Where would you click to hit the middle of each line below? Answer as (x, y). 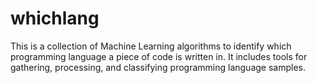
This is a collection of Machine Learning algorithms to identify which (151, 46)
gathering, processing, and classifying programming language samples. (158, 67)
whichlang (55, 18)
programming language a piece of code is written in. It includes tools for (159, 56)
